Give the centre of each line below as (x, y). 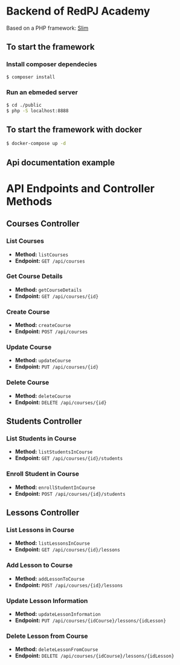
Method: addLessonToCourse (50, 578)
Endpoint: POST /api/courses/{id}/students (70, 493)
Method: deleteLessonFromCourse (56, 649)
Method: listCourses (41, 254)
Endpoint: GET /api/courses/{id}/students (69, 458)
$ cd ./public (24, 105)
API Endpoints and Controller (81, 188)
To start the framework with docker (74, 130)
